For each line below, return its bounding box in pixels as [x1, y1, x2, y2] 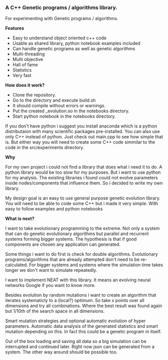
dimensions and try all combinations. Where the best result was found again [5, 303, 162, 309]
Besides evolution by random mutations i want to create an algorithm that [5, 292, 156, 298]
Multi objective [12, 56, 44, 62]
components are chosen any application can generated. [5, 241, 121, 248]
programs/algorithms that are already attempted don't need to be [5, 256, 140, 263]
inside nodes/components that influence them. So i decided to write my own [5, 180, 163, 186]
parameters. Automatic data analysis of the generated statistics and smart [5, 323, 158, 329]
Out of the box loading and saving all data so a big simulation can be [5, 338, 147, 344]
